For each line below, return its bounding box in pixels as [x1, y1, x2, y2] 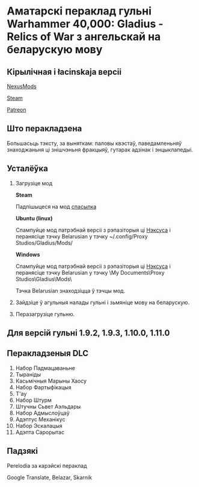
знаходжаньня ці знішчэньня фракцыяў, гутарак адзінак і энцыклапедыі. [7, 146, 194, 153]
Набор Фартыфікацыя [15, 383, 72, 390]
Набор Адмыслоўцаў [15, 409, 70, 416]
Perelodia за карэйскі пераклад [7, 462, 87, 469]
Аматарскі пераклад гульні [7, 4, 152, 18]
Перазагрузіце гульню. [15, 310, 75, 317]
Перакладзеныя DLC [7, 348, 89, 358]
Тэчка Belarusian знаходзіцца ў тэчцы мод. [15, 287, 126, 294]
